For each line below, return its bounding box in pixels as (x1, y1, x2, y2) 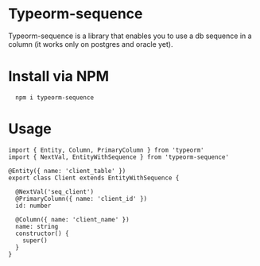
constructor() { (15, 229, 69, 237)
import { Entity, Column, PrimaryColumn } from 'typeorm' (8, 146, 204, 154)
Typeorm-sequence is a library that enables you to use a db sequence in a (8, 31, 252, 40)
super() (22, 236, 48, 245)
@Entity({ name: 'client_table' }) (8, 167, 126, 175)
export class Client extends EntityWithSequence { (8, 174, 180, 182)
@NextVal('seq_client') (15, 187, 94, 195)
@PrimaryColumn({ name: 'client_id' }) (15, 195, 148, 202)
